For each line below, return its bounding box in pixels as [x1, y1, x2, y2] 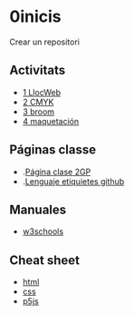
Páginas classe [9, 143, 97, 158]
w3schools [22, 226, 64, 237]
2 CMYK [22, 96, 54, 107]
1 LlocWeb [22, 86, 62, 97]
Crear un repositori [9, 36, 80, 47]
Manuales [9, 202, 67, 217]
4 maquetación [22, 115, 80, 126]
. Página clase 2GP [22, 166, 91, 177]
